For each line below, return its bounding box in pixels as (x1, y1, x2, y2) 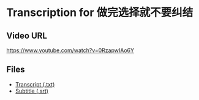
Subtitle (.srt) (15, 87, 49, 94)
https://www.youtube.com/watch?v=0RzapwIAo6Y (6, 47, 135, 54)
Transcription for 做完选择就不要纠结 (6, 6, 193, 20)
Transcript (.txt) (15, 80, 55, 88)
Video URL (6, 30, 48, 40)
